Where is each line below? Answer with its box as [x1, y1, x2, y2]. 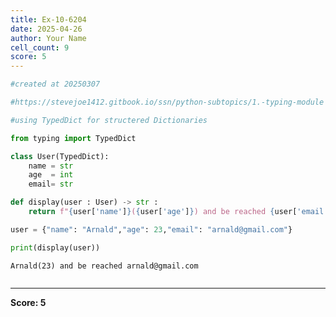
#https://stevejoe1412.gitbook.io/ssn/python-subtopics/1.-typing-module [10, 97, 325, 107]
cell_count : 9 [10, 42, 70, 53]
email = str [28, 179, 74, 190]
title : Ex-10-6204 [10, 14, 87, 25]
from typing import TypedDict [10, 133, 137, 143]
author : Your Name [10, 33, 87, 43]
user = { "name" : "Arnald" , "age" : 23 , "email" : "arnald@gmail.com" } [10, 224, 293, 235]
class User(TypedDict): [10, 151, 110, 161]
